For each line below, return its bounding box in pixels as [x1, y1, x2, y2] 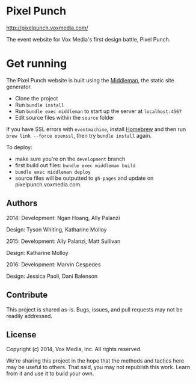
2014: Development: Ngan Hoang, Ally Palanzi [6, 214, 120, 221]
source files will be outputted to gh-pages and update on [14, 174, 154, 182]
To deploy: [6, 143, 32, 151]
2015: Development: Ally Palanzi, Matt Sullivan [6, 237, 121, 245]
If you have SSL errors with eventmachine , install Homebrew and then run [6, 125, 186, 133]
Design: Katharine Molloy [6, 249, 69, 256]
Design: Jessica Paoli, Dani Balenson [6, 272, 98, 280]
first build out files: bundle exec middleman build [14, 161, 136, 169]
